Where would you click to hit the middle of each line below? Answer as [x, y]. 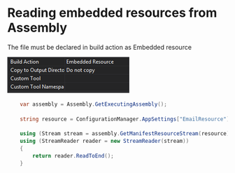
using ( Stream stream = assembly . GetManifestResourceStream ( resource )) [126, 134]
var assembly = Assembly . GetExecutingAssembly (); [94, 104]
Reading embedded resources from [112, 13]
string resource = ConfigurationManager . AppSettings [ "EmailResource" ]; [126, 119]
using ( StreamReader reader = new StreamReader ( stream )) [105, 141]
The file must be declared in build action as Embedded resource [100, 47]
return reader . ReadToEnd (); [73, 156]
